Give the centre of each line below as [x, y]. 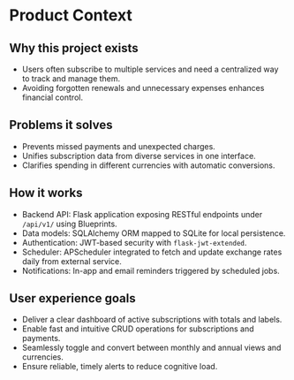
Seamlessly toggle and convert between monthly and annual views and [151, 348]
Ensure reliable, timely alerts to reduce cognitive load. [120, 367]
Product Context [71, 15]
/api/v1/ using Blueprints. [69, 224]
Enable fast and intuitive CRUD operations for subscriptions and [138, 329]
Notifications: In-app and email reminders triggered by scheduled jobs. [151, 270]
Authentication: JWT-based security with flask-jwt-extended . [134, 242]
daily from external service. [72, 261]
